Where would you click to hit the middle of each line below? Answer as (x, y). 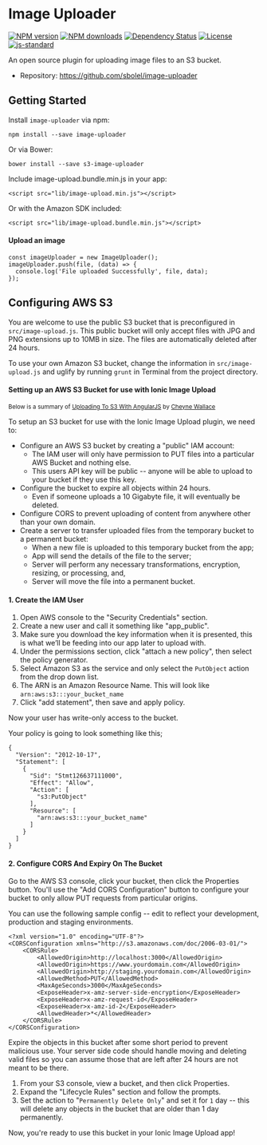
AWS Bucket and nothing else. (81, 462)
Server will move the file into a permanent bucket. (113, 581)
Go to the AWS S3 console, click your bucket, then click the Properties (124, 881)
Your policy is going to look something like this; (86, 734)
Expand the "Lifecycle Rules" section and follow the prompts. (120, 1092)
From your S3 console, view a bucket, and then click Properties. (125, 1083)
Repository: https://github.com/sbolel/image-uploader (108, 75)
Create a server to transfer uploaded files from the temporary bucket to (137, 530)
